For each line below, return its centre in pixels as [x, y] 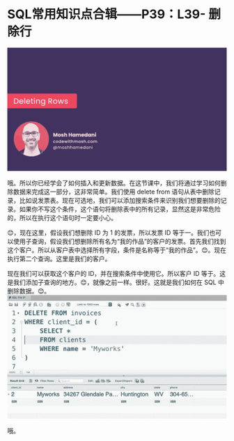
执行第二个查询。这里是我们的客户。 [59, 259]
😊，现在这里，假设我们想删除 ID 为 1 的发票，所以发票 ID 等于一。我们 [108, 233]
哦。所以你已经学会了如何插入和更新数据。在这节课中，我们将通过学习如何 [114, 183]
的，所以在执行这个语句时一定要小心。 [62, 218]
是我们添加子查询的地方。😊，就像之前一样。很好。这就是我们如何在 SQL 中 [116, 282]
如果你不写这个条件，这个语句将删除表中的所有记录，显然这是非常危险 [120, 209]
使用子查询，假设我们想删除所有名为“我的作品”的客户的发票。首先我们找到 [119, 242]
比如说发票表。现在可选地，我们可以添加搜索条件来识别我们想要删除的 [120, 201]
